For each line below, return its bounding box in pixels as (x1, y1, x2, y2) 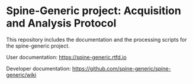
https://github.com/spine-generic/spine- (72, 65, 171, 72)
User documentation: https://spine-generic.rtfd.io (6, 53, 127, 61)
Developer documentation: (6, 65, 71, 72)
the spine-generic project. (6, 42, 70, 49)
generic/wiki (6, 71, 37, 78)
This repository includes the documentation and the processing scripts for (6, 36, 188, 43)
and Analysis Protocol (6, 16, 117, 30)
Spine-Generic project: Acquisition (6, 4, 182, 18)
